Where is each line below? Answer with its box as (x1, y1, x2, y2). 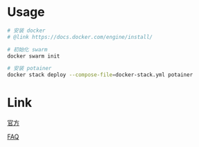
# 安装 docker (7, 27, 46, 34)
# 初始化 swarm (7, 46, 48, 53)
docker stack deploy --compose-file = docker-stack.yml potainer (7, 71, 193, 78)
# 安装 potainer (7, 65, 52, 72)
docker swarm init (7, 53, 60, 60)
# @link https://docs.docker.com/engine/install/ (7, 33, 153, 40)
